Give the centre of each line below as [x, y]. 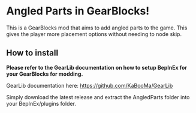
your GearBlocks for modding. [45, 74]
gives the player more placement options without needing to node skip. [94, 34]
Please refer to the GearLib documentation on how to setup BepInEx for [97, 67]
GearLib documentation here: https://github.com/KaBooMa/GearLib [90, 85]
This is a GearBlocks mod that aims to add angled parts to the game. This [97, 28]
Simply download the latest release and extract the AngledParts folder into [98, 97]
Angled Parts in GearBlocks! [78, 11]
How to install [32, 53]
